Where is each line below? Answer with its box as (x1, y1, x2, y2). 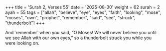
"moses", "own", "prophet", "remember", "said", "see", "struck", (5, 15, 136, 20)
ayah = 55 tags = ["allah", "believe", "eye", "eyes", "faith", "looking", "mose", (5, 9, 162, 15)
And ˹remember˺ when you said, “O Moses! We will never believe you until (5, 30, 157, 35)
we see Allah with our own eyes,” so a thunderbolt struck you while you (5, 35, 152, 41)
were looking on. (5, 40, 40, 46)
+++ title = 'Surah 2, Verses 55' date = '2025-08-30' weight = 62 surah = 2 (5, 4, 160, 10)
